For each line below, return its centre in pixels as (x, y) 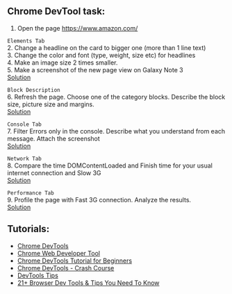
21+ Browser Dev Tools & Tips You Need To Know (88, 283)
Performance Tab (31, 193)
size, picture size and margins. (51, 104)
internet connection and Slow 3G (55, 172)
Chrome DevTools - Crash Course (66, 268)
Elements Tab (26, 41)
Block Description (34, 90)
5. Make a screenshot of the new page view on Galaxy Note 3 (95, 70)
